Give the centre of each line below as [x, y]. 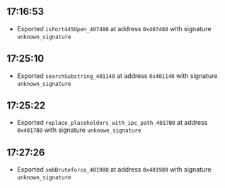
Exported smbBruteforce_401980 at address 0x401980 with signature [114, 170]
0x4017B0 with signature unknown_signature [79, 130]
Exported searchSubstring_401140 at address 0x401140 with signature [117, 76]
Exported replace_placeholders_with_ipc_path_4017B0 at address [112, 123]
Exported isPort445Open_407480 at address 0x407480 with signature [114, 28]
